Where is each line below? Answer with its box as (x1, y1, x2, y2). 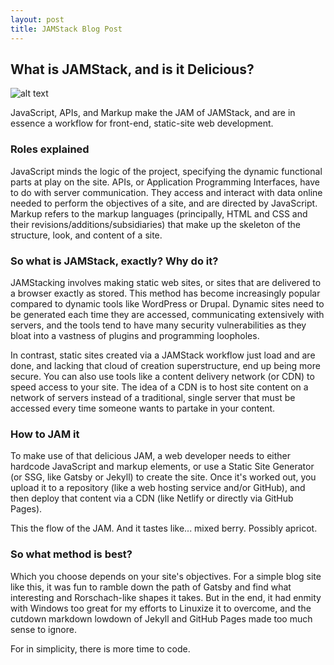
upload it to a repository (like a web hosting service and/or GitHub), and (10, 482, 306, 494)
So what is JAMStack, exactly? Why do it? (10, 254, 219, 268)
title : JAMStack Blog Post (10, 24, 123, 34)
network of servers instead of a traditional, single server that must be (10, 391, 296, 403)
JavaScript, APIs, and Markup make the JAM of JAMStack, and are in (10, 107, 296, 119)
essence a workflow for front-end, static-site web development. (10, 117, 274, 130)
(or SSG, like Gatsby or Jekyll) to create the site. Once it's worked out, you (10, 471, 317, 483)
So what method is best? (10, 547, 133, 561)
